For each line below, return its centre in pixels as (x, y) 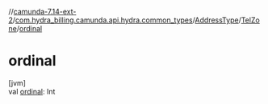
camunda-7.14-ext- (45, 12)
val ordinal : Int (32, 91)
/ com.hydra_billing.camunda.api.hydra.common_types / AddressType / (127, 20)
